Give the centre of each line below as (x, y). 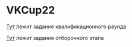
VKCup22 (31, 10)
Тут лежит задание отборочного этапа (55, 38)
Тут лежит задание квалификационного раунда (66, 26)
